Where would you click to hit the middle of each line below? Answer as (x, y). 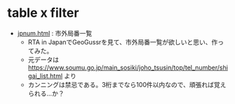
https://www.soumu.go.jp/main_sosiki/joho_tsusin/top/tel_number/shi (128, 67)
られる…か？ (46, 93)
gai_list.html (45, 76)
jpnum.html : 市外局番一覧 (55, 33)
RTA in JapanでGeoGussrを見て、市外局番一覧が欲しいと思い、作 (123, 42)
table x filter (43, 13)
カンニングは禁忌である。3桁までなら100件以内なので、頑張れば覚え (127, 84)
